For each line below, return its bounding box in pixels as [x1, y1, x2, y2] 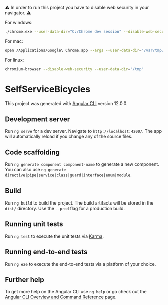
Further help [5, 276, 45, 284]
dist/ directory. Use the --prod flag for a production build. [5, 206, 125, 211]
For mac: [5, 38, 23, 44]
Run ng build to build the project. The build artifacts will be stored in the [5, 200, 154, 206]
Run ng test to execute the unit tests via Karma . [5, 233, 104, 239]
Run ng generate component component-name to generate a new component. [5, 161, 160, 167]
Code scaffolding [5, 148, 60, 156]
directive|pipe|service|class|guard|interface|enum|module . [5, 172, 132, 178]
